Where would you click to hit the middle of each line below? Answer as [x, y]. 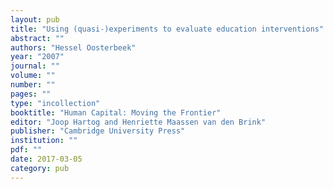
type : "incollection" [55, 103]
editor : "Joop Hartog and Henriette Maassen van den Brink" [138, 122]
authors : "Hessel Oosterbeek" [73, 47]
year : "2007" [37, 57]
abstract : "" [37, 38]
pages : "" [31, 94]
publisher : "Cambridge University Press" [98, 131]
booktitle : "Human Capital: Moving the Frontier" [116, 112]
